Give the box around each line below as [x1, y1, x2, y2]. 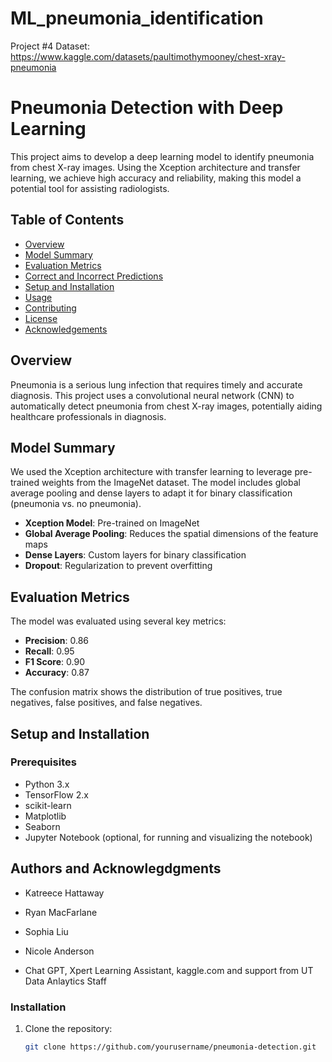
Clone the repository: [24, 1022, 113, 1034]
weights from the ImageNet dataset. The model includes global [41, 477, 301, 489]
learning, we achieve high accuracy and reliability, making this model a [10, 172, 302, 184]
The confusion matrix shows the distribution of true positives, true [10, 686, 283, 698]
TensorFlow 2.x [24, 788, 89, 801]
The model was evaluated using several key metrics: [10, 615, 227, 627]
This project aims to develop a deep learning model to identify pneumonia [10, 150, 315, 162]
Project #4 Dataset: [10, 40, 90, 52]
